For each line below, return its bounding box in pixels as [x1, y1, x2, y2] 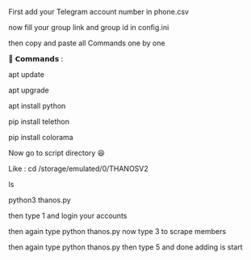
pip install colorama [8, 133, 74, 142]
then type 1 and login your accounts [8, 211, 128, 220]
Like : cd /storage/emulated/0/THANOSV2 [8, 164, 149, 173]
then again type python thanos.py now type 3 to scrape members [8, 227, 227, 236]
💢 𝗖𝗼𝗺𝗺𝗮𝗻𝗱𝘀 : [8, 54, 63, 63]
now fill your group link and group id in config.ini [8, 23, 169, 32]
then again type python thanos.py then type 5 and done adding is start [8, 242, 244, 252]
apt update [8, 70, 44, 79]
